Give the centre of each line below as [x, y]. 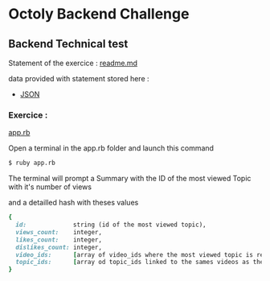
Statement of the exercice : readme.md [73, 63]
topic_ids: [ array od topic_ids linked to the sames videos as [133, 262]
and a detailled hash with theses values [74, 203]
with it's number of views [50, 187]
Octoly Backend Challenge [99, 14]
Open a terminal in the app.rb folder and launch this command [111, 148]
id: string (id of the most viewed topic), [111, 225]
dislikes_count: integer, [59, 247]
